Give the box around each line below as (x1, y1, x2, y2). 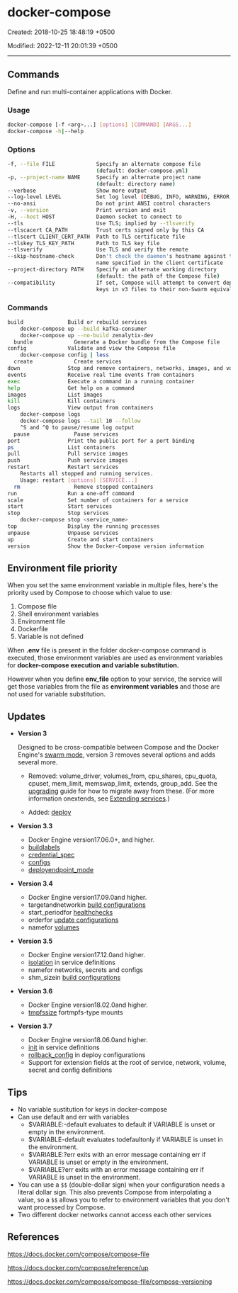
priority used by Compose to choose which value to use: (7, 589, 172, 597)
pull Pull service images (7, 451, 129, 458)
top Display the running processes (7, 523, 160, 530)
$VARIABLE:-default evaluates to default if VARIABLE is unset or (28, 1120, 215, 1129)
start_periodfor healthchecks (28, 908, 113, 917)
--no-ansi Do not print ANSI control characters (7, 200, 211, 208)
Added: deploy (28, 808, 72, 817)
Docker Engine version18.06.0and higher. (28, 1036, 148, 1044)
